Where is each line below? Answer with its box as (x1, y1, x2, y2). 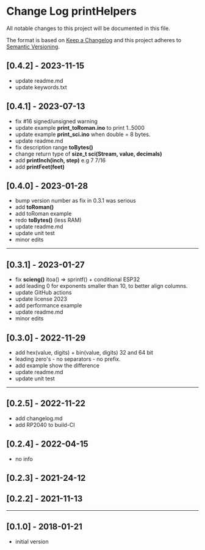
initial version (15, 538, 49, 545)
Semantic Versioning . (6, 43, 60, 50)
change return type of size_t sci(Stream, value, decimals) (15, 150, 162, 157)
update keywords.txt (15, 83, 67, 91)
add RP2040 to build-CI (15, 421, 75, 428)
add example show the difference (15, 362, 99, 369)
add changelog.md (15, 415, 63, 422)
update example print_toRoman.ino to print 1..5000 (15, 124, 145, 131)
